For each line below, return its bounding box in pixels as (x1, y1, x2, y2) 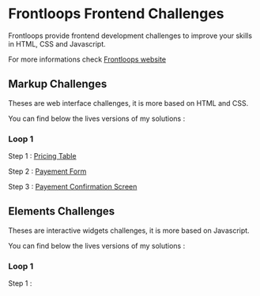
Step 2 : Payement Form (8, 167, 87, 176)
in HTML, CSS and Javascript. (8, 39, 107, 48)
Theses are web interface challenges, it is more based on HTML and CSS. (8, 98, 249, 107)
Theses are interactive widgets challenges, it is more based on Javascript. (8, 226, 251, 235)
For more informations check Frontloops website (8, 54, 167, 64)
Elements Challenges (8, 204, 115, 218)
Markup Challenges (8, 77, 107, 91)
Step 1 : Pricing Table (8, 152, 77, 161)
